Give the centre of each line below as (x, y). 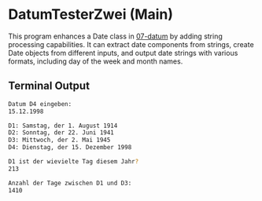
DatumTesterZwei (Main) (91, 15)
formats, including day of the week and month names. (96, 61)
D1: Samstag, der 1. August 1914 (63, 126)
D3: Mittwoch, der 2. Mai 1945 (59, 140)
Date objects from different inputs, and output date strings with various (123, 53)
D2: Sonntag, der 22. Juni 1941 (61, 133)
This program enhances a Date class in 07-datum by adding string (115, 36)
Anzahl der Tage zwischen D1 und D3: (70, 183)
